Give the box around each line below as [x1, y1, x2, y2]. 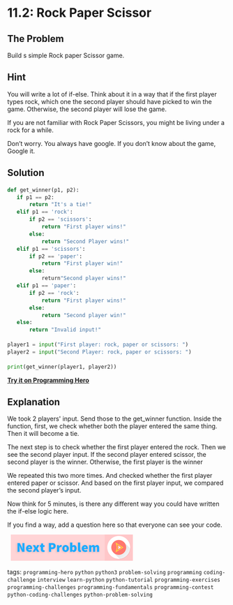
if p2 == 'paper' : [29, 253, 82, 260]
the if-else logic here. [7, 507, 68, 516]
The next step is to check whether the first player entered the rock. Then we [7, 443, 227, 451]
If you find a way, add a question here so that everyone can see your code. [7, 520, 223, 529]
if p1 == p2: [16, 194, 54, 201]
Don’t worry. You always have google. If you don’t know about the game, [7, 139, 216, 147]
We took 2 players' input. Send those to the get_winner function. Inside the [7, 414, 222, 423]
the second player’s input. [7, 486, 82, 495]
